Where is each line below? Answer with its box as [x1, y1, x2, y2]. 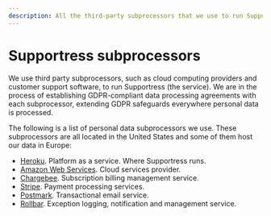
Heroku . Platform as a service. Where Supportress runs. [19, 156, 206, 165]
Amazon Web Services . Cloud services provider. [19, 164, 181, 174]
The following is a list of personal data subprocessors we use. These [8, 123, 237, 133]
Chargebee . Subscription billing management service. [19, 172, 199, 182]
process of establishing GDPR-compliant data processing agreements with [8, 90, 256, 100]
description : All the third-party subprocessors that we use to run [8, 11, 244, 20]
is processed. [8, 107, 54, 117]
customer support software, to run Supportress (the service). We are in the [8, 81, 257, 91]
